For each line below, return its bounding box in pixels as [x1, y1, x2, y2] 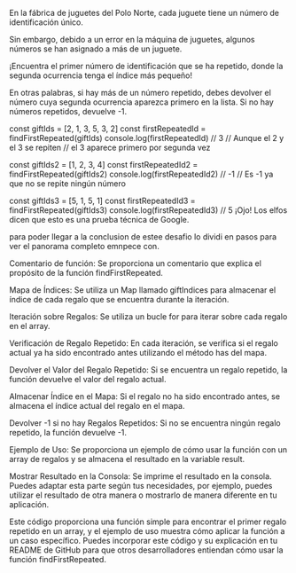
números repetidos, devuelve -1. [9, 106, 128, 116]
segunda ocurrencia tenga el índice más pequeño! [9, 70, 193, 81]
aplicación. [9, 499, 50, 509]
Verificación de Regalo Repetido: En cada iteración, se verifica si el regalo [9, 338, 279, 349]
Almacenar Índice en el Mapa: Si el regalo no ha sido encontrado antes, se [9, 391, 281, 402]
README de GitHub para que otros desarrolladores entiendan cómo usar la [9, 545, 284, 555]
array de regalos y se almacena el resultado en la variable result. [9, 454, 245, 464]
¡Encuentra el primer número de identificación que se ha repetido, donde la [9, 61, 284, 71]
